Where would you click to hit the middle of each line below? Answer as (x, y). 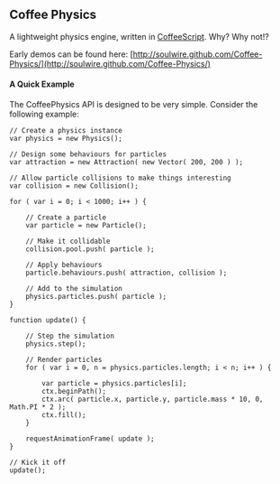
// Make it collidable (68, 242)
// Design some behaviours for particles (88, 154)
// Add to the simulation (74, 289)
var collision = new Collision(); (74, 186)
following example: (44, 114)
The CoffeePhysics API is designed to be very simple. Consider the (134, 105)
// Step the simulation (70, 336)
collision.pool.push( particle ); (90, 249)
